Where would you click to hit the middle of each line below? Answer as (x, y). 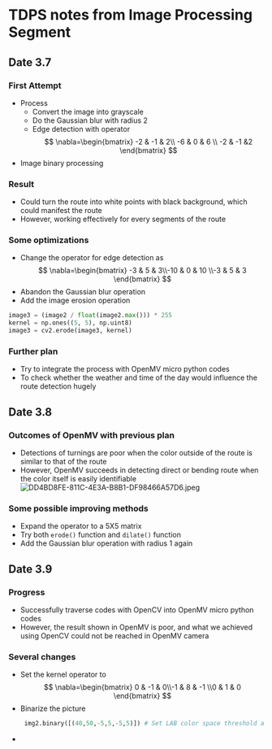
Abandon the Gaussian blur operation (83, 292)
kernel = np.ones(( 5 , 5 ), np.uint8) (70, 323)
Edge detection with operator (81, 128)
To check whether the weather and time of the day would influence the (139, 378)
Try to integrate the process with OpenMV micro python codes (125, 369)
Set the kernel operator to (63, 675)
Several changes (42, 656)
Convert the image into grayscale (88, 111)
